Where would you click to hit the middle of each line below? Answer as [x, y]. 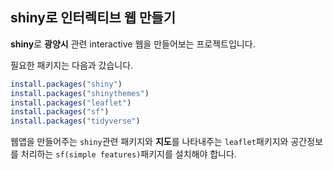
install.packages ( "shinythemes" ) [80, 93]
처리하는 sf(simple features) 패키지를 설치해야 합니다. [128, 154]
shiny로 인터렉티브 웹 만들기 [93, 18]
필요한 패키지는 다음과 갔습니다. [72, 65]
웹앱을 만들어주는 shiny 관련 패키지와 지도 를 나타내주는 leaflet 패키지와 [149, 142]
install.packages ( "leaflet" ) [71, 103]
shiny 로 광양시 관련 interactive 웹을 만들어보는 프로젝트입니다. [133, 44]
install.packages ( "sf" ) [60, 112]
